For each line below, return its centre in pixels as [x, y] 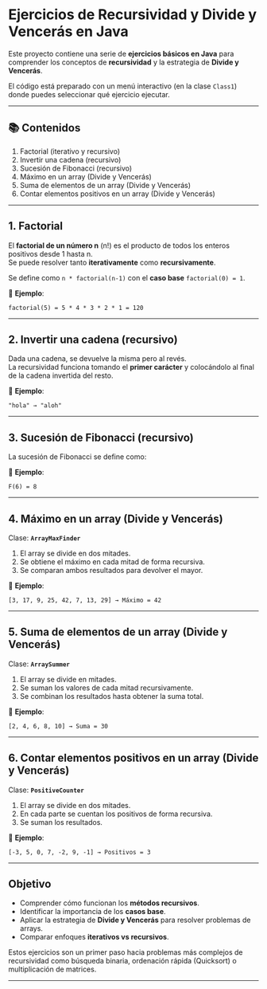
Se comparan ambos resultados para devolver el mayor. [111, 570]
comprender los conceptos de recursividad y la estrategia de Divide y [124, 62]
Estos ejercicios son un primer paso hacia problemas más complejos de [126, 952]
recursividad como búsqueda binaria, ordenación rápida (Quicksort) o [122, 961]
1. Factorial [36, 226]
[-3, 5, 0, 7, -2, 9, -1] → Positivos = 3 [79, 852]
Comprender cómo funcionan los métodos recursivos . [110, 903]
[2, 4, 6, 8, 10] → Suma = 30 [58, 726]
